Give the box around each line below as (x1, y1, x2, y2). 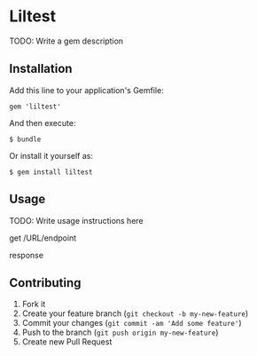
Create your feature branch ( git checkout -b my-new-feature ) (21, 308, 249, 319)
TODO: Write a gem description (9, 36, 124, 46)
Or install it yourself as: (9, 150, 93, 161)
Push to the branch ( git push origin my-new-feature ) (21, 327, 219, 338)
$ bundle (9, 135, 42, 144)
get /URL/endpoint (9, 233, 77, 243)
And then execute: (9, 117, 76, 128)
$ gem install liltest (9, 167, 93, 177)
